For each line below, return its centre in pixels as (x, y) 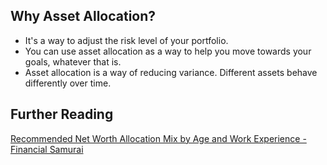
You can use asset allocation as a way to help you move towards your (168, 51)
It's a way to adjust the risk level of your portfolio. (126, 40)
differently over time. (68, 83)
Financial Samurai (47, 149)
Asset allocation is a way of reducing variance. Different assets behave (171, 72)
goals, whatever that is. (73, 61)
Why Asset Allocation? (83, 16)
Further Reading (62, 114)
